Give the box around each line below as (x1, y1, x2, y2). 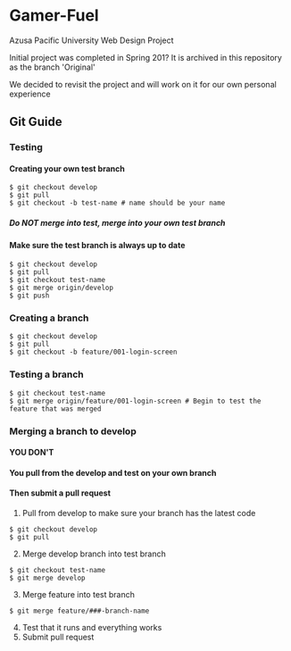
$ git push (9, 291, 50, 300)
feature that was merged (9, 404, 102, 413)
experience (9, 88, 51, 99)
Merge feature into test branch (21, 588, 136, 599)
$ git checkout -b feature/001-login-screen (9, 347, 178, 357)
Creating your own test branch (9, 163, 125, 174)
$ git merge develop (9, 573, 87, 582)
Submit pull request (21, 631, 95, 642)
